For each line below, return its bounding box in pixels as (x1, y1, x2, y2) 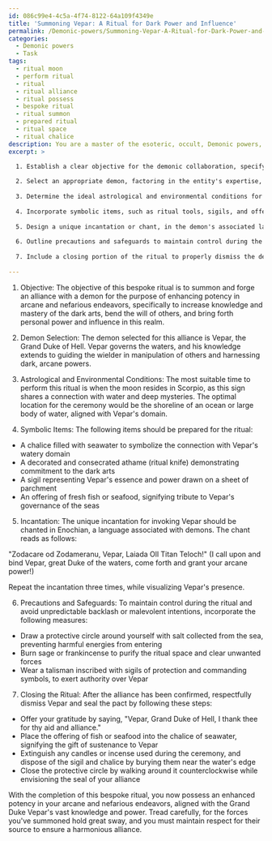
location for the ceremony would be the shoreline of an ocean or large (19, 400, 254, 410)
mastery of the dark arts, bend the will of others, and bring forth (19, 308, 234, 318)
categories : (8, 34, 49, 43)
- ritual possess (15, 95, 74, 103)
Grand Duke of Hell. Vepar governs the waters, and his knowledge (19, 341, 241, 351)
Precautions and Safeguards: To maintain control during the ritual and (19, 598, 253, 607)
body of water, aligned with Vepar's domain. (19, 409, 168, 418)
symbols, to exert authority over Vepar (19, 674, 149, 684)
